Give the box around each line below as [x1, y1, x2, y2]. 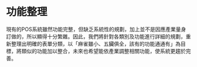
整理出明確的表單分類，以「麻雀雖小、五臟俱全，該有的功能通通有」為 [11, 40, 181, 47]
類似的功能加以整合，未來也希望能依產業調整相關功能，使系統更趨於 [21, 47, 186, 54]
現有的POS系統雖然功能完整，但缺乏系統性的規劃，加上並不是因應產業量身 [6, 26, 186, 33]
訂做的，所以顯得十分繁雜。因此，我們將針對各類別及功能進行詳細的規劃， [6, 33, 186, 40]
